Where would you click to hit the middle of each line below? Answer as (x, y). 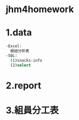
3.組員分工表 (32, 110)
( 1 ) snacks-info (26, 60)
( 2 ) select (21, 65)
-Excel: (14, 46)
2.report (24, 85)
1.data (19, 33)
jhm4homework (40, 9)
